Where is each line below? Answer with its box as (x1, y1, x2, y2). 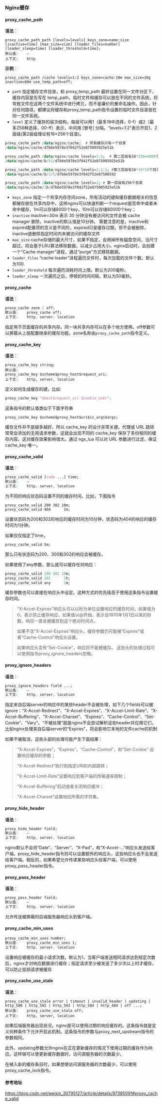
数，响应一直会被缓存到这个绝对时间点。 (16, 618, 98, 624)
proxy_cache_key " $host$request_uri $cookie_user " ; (5, 396, 112, 401)
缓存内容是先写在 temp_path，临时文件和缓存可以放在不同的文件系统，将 (12, 95, 158, 100)
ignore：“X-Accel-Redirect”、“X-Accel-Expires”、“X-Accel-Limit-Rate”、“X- (5, 708, 158, 714)
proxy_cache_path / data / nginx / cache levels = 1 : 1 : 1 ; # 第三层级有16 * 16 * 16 (5, 167, 149, 172)
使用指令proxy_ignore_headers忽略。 (21, 651, 96, 657)
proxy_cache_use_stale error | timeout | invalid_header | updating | (5, 999, 151, 1004)
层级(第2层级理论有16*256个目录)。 (12, 131, 84, 137)
